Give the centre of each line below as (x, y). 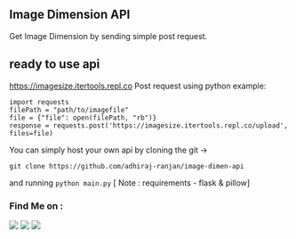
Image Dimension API (70, 15)
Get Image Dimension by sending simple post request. (108, 36)
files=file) (31, 133)
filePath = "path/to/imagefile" (69, 110)
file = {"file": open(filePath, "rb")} (83, 118)
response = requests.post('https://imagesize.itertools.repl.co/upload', (149, 125)
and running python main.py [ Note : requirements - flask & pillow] (130, 183)
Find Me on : (36, 206)
